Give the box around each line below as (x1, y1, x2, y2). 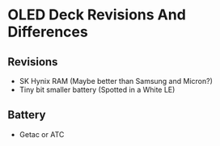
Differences (7, 23, 88, 41)
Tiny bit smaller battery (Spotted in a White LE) (19, 85, 176, 94)
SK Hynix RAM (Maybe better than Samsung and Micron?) (19, 77, 214, 86)
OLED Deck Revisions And (7, 6, 187, 24)
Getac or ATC (19, 129, 65, 139)
